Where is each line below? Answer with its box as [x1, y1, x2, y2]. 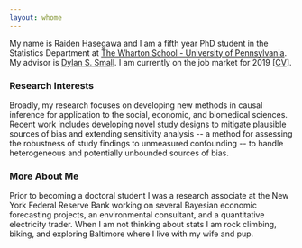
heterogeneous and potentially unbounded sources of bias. [9, 147, 230, 158]
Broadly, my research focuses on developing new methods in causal [9, 100, 263, 111]
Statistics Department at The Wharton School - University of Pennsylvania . [9, 47, 287, 58]
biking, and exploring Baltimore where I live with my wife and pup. [9, 228, 254, 239]
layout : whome [9, 13, 63, 22]
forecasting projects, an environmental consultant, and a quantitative [9, 209, 265, 220]
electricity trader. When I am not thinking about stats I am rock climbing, [9, 219, 277, 230]
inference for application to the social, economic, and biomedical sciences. [9, 109, 288, 120]
